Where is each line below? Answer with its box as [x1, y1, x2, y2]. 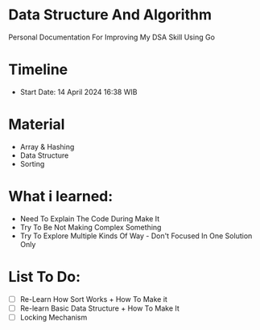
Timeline [8, 60, 68, 79]
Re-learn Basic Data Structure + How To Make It [19, 303, 180, 313]
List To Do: [8, 267, 81, 286]
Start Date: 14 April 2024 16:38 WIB [19, 87, 138, 97]
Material [8, 115, 65, 134]
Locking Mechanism [19, 312, 88, 322]
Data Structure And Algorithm [8, 6, 212, 24]
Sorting [19, 159, 45, 168]
